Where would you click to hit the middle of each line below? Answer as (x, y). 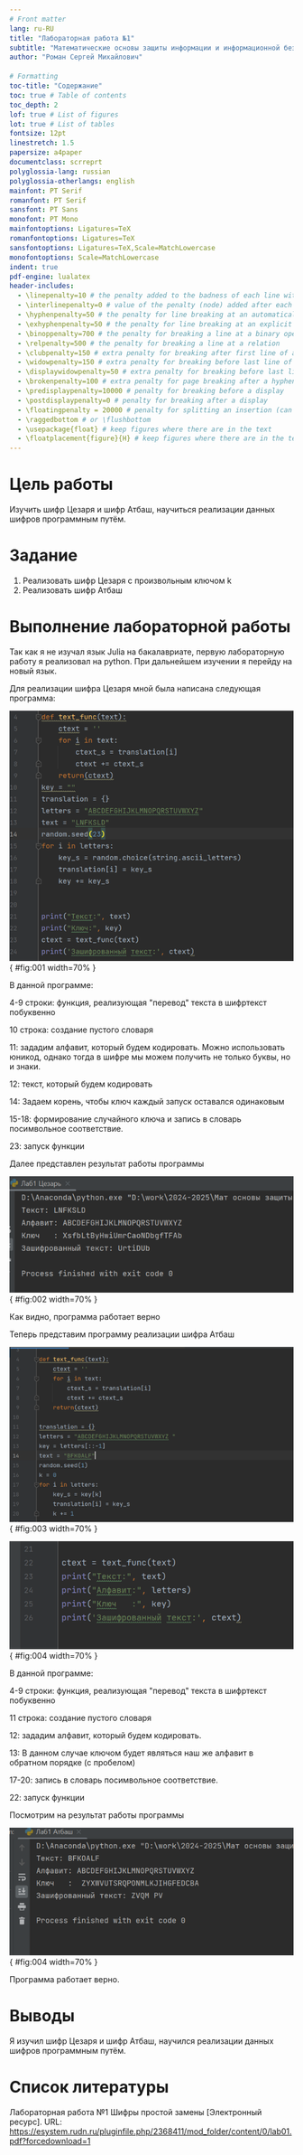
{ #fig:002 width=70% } (54, 1299)
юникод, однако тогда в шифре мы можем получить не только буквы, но (150, 1057)
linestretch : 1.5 (42, 143)
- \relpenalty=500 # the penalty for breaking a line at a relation (149, 343)
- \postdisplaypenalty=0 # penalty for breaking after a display (143, 400)
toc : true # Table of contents (68, 95)
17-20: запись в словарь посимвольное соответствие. (114, 1780)
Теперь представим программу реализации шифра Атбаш (122, 1334)
